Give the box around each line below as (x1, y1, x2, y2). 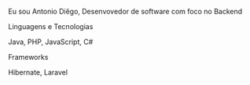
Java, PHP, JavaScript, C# (8, 37, 94, 46)
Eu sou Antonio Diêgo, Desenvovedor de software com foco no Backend (8, 7, 243, 16)
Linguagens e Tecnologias (8, 22, 94, 31)
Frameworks (8, 53, 49, 61)
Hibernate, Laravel (8, 68, 68, 77)
